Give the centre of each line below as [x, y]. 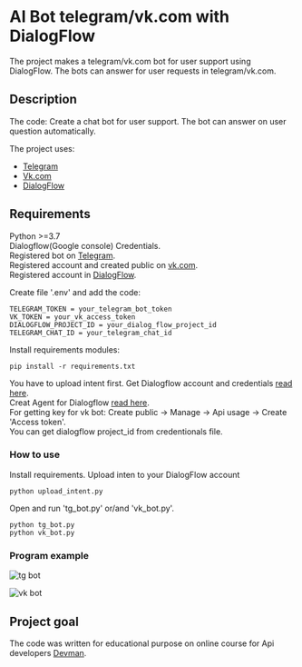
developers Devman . [48, 652]
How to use [35, 454]
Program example [49, 555]
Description [43, 100]
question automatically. [53, 131]
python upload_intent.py [56, 491]
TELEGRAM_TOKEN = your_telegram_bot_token [91, 309]
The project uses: [42, 148]
